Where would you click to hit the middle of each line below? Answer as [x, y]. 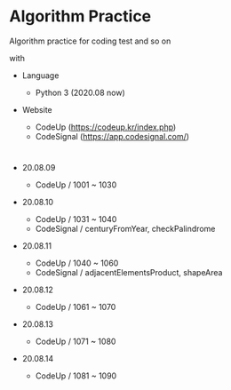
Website [37, 109]
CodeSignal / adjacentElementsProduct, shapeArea [129, 273]
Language [40, 75]
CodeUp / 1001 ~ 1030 [76, 185]
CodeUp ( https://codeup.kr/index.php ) [106, 127]
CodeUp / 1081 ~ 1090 [76, 376]
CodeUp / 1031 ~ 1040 [76, 219]
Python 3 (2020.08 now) [80, 92]
